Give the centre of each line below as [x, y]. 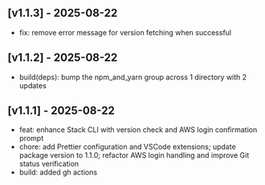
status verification [49, 164]
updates [33, 85]
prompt [31, 139]
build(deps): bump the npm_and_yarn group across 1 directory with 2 [133, 77]
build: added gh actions [58, 172]
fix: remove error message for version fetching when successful [125, 32]
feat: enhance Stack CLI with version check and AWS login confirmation [138, 130]
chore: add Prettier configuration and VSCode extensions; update [127, 147]
